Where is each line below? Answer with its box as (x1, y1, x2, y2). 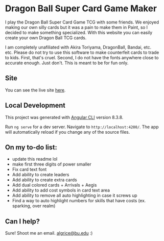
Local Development (5, 101, 66, 110)
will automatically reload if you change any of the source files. (5, 129, 130, 135)
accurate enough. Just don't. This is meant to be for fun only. (5, 60, 129, 66)
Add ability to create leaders (12, 172, 70, 178)
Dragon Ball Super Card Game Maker (5, 3, 157, 14)
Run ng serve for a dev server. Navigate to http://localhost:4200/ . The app (5, 123, 159, 130)
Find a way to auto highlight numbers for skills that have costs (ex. (12, 198, 146, 204)
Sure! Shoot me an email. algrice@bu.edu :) (5, 230, 93, 236)
